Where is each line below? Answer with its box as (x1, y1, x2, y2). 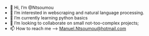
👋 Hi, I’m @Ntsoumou (9, 5, 54, 10)
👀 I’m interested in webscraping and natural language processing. (9, 10, 145, 16)
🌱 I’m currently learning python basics (9, 15, 88, 20)
